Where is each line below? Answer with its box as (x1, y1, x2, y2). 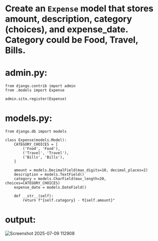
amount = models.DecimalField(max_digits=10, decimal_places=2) (14, 168, 148, 173)
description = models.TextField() (14, 172, 84, 177)
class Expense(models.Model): (5, 138, 67, 143)
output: (5, 214, 36, 225)
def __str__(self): (14, 194, 54, 199)
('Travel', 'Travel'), (23, 151, 69, 155)
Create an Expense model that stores (5, 3, 154, 14)
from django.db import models (5, 129, 67, 134)
